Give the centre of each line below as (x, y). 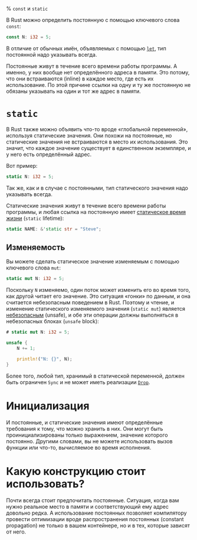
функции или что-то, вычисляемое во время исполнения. (79, 447)
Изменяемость (36, 247)
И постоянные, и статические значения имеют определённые (85, 422)
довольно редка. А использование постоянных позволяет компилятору (96, 513)
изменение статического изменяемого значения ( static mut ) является (96, 309)
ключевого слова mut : (33, 268)
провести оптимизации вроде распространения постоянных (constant (95, 519)
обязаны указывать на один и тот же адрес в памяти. (74, 91)
